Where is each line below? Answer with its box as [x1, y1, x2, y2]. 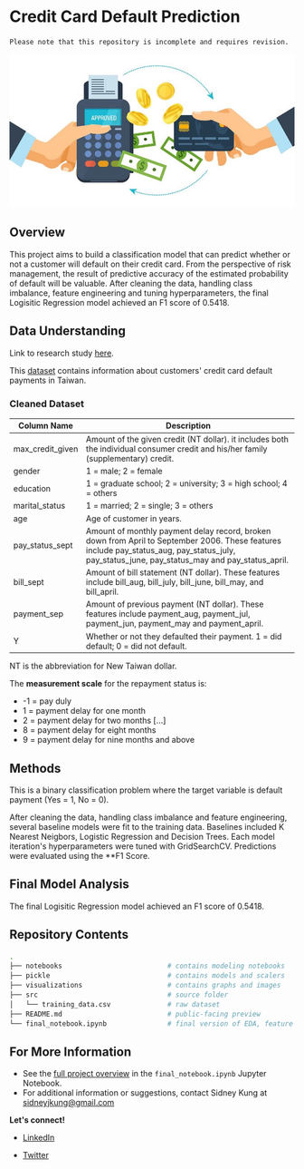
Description [166, 420, 211, 432]
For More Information [9, 1044, 132, 1059]
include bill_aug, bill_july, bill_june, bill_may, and [85, 577, 264, 588]
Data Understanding [9, 324, 127, 339]
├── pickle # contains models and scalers [9, 971, 285, 980]
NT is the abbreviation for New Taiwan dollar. [9, 660, 177, 672]
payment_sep [13, 609, 64, 619]
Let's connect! [9, 1115, 65, 1125]
